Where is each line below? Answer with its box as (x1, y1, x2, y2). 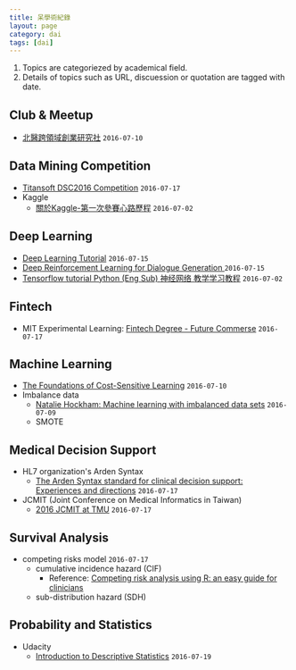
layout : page (9, 21, 58, 30)
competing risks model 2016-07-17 (21, 553, 149, 564)
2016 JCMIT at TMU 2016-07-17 (35, 504, 152, 515)
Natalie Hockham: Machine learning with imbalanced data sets (35, 399, 266, 410)
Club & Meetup (9, 107, 94, 122)
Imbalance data (21, 389, 79, 400)
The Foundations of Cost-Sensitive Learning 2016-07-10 (21, 381, 227, 391)
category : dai (9, 29, 62, 38)
